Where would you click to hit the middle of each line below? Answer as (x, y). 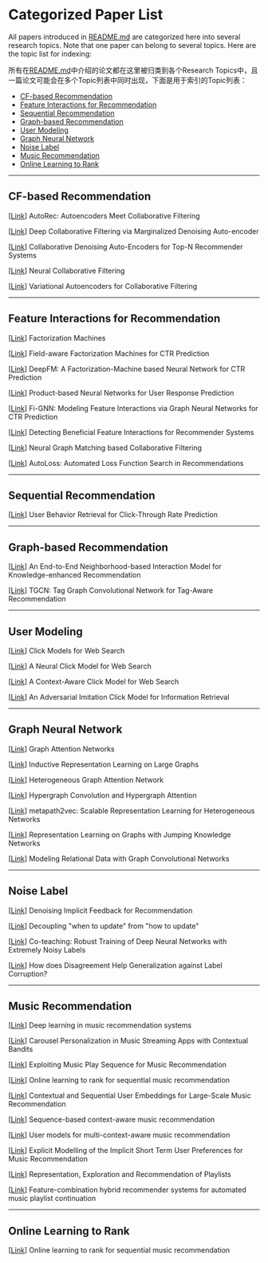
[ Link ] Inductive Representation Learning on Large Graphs (104, 764)
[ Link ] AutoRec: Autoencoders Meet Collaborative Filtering (104, 215)
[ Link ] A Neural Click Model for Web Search (80, 666)
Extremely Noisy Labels (47, 949)
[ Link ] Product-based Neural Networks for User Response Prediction (121, 393)
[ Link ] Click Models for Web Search (67, 651)
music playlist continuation (52, 1198)
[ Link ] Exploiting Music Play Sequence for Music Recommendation (118, 1065)
